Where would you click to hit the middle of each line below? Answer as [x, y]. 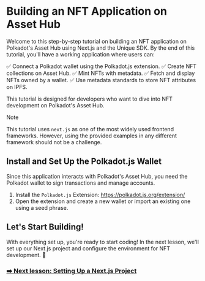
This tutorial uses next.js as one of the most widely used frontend [90, 129]
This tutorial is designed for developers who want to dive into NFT [90, 99]
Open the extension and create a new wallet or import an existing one [103, 201]
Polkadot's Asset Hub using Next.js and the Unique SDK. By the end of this [101, 48]
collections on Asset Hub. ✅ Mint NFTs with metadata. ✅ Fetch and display [101, 73]
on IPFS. [17, 87]
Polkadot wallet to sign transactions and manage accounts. [81, 183]
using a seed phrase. [42, 207]
